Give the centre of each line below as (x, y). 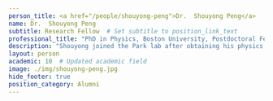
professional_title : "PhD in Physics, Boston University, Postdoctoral (132, 39)
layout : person (34, 54)
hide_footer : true (39, 77)
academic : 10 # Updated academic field (78, 62)
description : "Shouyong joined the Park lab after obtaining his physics (136, 46)
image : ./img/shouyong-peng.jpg (63, 69)
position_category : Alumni (54, 84)
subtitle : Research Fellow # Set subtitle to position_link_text (123, 31)
